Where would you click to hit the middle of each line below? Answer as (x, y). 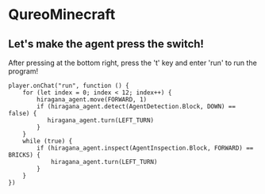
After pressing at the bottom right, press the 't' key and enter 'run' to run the (133, 63)
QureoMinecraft (62, 15)
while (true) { (48, 141)
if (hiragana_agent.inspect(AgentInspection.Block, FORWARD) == (145, 148)
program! (23, 71)
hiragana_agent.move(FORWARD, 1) (92, 100)
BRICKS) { (25, 155)
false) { (23, 113)
